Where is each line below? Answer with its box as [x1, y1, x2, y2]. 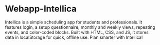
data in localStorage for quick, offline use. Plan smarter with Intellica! [5, 34, 143, 40]
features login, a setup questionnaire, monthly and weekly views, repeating [5, 24, 156, 30]
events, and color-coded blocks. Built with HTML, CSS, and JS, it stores [5, 29, 149, 35]
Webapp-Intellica [5, 3, 77, 14]
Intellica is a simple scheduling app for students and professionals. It [5, 19, 142, 25]
